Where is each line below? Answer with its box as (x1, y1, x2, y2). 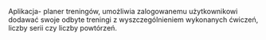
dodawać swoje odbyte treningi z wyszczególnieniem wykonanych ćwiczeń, (8, 15, 259, 24)
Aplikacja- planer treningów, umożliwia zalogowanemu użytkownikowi (8, 7, 238, 16)
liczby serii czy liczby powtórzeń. (8, 24, 118, 32)
